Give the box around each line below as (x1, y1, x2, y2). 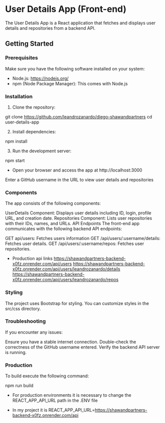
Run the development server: (12, 148, 72, 154)
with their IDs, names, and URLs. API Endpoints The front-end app (5, 221, 140, 227)
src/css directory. (5, 305, 41, 311)
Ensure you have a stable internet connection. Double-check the (5, 339, 136, 345)
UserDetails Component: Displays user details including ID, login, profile (5, 210, 152, 216)
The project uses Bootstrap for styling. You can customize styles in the (5, 300, 149, 306)
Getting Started (5, 40, 54, 48)
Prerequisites (5, 55, 38, 61)
